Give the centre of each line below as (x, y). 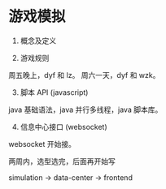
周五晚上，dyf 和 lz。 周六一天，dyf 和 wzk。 (84, 75)
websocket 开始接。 (42, 144)
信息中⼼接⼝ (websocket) (63, 127)
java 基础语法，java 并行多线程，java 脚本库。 (85, 110)
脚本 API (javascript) (54, 92)
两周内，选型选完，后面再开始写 (62, 161)
